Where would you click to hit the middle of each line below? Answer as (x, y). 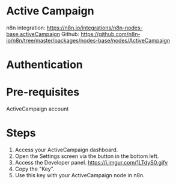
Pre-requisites (43, 92)
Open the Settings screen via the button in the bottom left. (87, 156)
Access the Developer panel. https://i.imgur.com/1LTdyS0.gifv (91, 162)
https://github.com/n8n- (111, 34)
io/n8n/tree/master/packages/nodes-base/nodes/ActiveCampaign (88, 40)
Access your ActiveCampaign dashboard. (66, 150)
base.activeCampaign (33, 34)
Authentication (44, 65)
